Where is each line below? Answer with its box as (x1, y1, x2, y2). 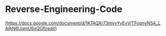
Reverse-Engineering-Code (5, 3, 122, 15)
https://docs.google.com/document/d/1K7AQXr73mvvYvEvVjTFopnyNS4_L (6, 20, 161, 26)
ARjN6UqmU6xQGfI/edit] (5, 25, 57, 31)
